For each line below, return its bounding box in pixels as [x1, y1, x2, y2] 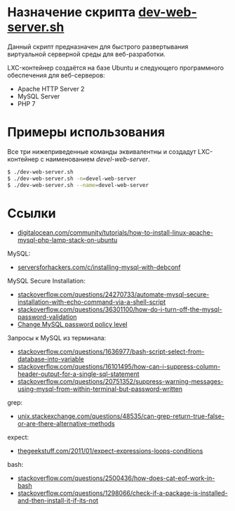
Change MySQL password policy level [17, 321, 128, 329]
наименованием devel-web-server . [45, 155, 150, 163]
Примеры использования [7, 124, 166, 141]
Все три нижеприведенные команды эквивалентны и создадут [7, 147, 196, 155]
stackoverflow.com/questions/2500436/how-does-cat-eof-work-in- [17, 474, 215, 482]
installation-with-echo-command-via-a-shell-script [17, 298, 166, 306]
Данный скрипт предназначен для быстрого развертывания [7, 42, 189, 51]
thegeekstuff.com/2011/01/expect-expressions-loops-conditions [17, 447, 203, 455]
